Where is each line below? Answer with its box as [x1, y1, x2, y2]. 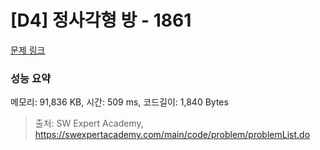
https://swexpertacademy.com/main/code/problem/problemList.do [34, 129, 311, 141]
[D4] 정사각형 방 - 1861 [10, 9, 192, 32]
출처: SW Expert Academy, [34, 117, 144, 130]
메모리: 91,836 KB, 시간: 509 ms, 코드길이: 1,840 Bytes [10, 96, 229, 108]
